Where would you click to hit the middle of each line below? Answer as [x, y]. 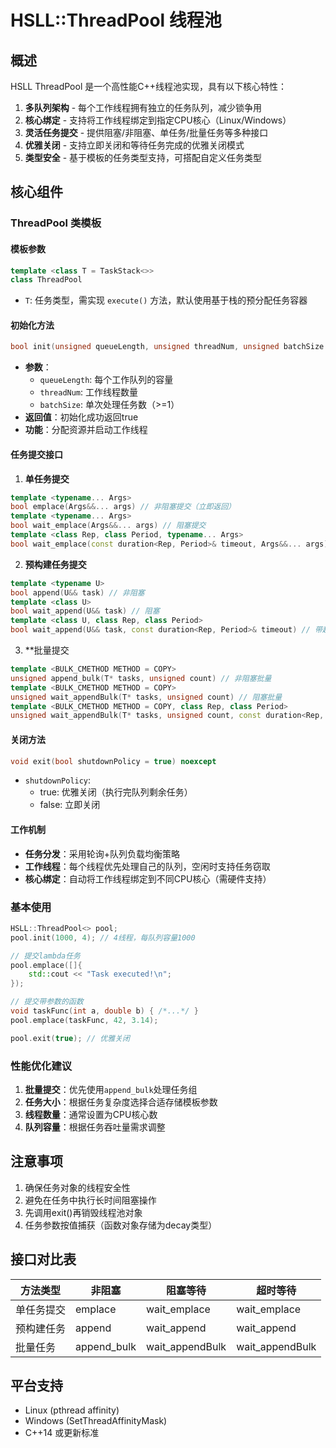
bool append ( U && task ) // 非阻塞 [77, 592]
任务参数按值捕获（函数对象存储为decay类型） [121, 1225]
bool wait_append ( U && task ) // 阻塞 [85, 611]
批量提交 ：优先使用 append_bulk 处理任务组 [111, 1089]
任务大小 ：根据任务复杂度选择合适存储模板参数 [121, 1102]
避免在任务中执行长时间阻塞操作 [90, 1200]
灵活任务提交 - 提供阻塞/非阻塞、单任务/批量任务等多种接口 [146, 132]
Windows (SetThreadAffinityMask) [96, 1421]
